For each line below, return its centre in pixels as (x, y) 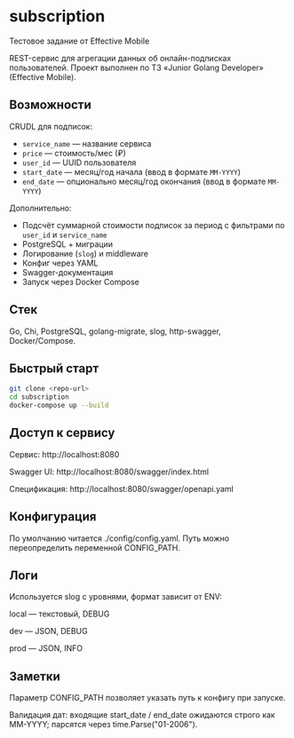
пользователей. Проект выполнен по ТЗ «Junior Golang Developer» (137, 67)
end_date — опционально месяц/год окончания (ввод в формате (144, 181)
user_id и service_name (64, 234)
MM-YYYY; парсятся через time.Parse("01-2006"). (103, 725)
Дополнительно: (41, 208)
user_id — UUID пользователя (79, 163)
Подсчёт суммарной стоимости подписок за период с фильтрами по (153, 225)
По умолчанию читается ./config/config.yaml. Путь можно (119, 538)
